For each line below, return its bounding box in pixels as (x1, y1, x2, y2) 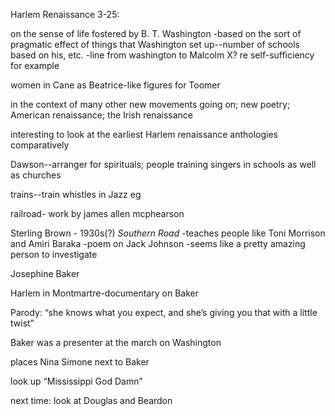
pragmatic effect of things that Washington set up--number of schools (10, 39, 300, 50)
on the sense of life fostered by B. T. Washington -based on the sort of (10, 28, 302, 39)
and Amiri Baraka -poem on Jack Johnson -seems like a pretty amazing (10, 238, 306, 249)
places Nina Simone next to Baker (10, 356, 150, 368)
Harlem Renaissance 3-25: (10, 9, 120, 20)
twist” (10, 317, 35, 329)
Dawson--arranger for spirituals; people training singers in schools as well (10, 159, 317, 170)
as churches (10, 169, 62, 181)
